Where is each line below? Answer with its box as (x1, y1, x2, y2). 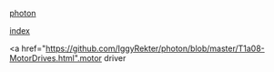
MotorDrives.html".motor (9, 53, 103, 63)
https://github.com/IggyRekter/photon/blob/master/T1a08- (45, 43, 266, 54)
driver (104, 53, 127, 63)
